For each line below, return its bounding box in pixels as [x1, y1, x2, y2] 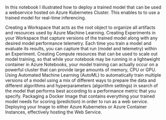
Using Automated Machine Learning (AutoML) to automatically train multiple [5, 72, 162, 78]
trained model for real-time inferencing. [5, 15, 86, 20]
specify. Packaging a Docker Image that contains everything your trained [5, 93, 155, 99]
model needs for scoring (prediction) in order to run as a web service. [5, 99, 149, 104]
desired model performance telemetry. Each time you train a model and [5, 40, 152, 46]
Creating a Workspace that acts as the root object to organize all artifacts [5, 24, 156, 30]
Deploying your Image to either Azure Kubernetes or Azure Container [5, 104, 147, 110]
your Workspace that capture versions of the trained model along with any [5, 35, 158, 41]
